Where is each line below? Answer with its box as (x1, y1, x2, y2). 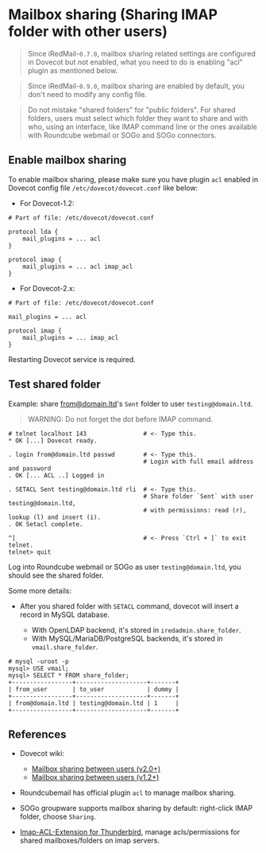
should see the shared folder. (8, 571, 104, 580)
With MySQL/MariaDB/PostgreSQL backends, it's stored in (31, 633, 224, 643)
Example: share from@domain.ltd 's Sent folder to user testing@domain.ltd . (8, 399, 253, 408)
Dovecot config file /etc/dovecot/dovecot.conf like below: (8, 183, 199, 193)
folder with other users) (8, 22, 168, 41)
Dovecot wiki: (19, 749, 65, 758)
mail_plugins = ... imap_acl (22, 333, 119, 341)
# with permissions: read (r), (143, 506, 247, 514)
